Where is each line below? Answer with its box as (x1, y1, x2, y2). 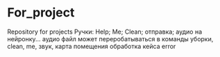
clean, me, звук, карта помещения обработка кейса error (7, 42, 176, 50)
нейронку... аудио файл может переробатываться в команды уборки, (7, 34, 214, 43)
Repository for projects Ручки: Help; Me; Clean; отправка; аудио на (7, 27, 203, 36)
